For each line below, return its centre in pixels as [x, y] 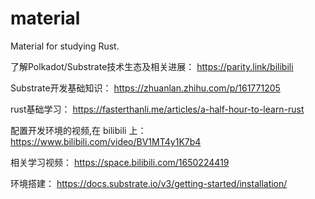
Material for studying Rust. [65, 46]
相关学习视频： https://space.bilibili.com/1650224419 [120, 162]
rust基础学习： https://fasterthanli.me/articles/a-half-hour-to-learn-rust [157, 109]
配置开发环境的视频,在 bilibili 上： [78, 130]
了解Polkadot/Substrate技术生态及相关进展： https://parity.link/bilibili [152, 66]
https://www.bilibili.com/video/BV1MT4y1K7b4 [106, 141]
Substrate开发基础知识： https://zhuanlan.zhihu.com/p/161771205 [145, 88]
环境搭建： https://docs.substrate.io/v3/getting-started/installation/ [149, 183]
